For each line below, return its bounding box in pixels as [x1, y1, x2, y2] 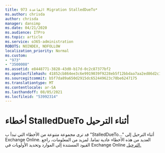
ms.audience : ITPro [5, 30, 45, 35]
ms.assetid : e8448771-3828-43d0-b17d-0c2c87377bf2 [5, 67, 111, 72]
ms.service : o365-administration [5, 39, 74, 44]
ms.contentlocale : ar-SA [5, 85, 56, 90]
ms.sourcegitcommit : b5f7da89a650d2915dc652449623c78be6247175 [5, 76, 137, 81]
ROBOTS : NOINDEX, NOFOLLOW [5, 44, 60, 49]
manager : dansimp [5, 21, 41, 26]
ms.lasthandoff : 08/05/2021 [5, 90, 63, 94]
